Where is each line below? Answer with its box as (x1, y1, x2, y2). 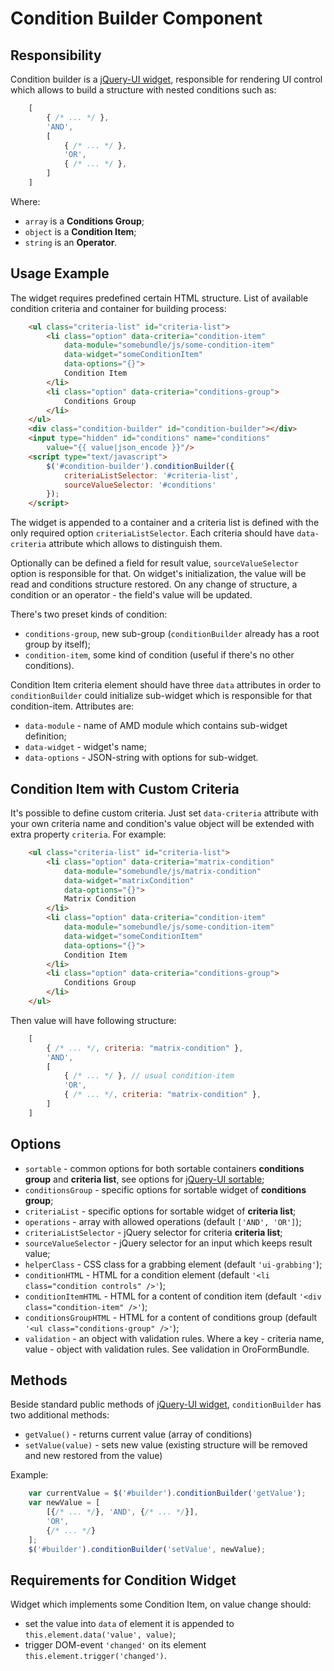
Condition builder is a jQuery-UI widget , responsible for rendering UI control (10, 73, 323, 85)
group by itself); (24, 638, 91, 651)
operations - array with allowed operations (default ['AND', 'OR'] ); (24, 1215, 302, 1227)
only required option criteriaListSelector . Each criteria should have (10, 527, 295, 539)
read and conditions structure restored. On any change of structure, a (10, 578, 298, 591)
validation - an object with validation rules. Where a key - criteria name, (24, 1332, 325, 1344)
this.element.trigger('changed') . (24, 1650, 167, 1662)
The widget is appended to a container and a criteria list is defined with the (10, 517, 320, 529)
